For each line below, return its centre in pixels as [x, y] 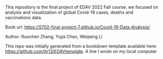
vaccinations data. [24, 17]
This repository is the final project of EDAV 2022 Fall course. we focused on [82, 7]
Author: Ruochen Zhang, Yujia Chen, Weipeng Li [54, 37]
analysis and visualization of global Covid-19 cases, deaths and [69, 12]
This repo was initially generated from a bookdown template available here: [81, 46]
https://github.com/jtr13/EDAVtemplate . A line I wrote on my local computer [81, 51]
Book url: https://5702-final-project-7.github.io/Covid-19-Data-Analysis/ [78, 27]
